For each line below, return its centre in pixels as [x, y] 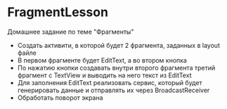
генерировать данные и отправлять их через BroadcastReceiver [113, 90]
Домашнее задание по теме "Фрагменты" [71, 32]
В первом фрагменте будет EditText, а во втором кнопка [102, 60]
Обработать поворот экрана [60, 97]
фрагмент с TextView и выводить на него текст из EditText [104, 75]
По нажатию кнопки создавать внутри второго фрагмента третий [116, 68]
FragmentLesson [58, 12]
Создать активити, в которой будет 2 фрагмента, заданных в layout [118, 45]
